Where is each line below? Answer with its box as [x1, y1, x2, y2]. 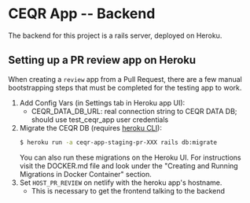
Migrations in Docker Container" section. [19, 169, 152, 179]
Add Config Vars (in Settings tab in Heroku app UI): [19, 98, 186, 107]
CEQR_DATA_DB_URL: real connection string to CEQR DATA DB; [31, 106, 237, 116]
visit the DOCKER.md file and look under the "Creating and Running [19, 161, 238, 170]
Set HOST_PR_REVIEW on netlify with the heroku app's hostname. [19, 178, 222, 187]
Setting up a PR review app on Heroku [8, 54, 197, 67]
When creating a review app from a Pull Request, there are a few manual [8, 74, 242, 83]
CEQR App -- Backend [8, 5, 156, 23]
